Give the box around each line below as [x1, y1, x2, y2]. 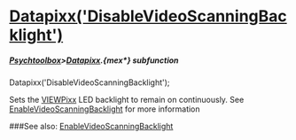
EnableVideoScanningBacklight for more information [9, 104, 201, 114]
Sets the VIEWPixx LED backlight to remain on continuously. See [9, 95, 245, 105]
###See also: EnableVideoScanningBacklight [9, 121, 174, 132]
